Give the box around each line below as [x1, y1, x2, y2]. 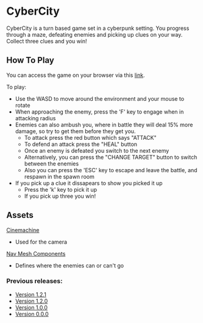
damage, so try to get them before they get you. [15, 127, 136, 135]
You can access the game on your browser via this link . [6, 71, 145, 79]
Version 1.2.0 [15, 297, 48, 305]
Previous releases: [6, 277, 63, 285]
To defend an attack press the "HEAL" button [24, 140, 138, 148]
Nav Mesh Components [6, 250, 66, 257]
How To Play [6, 55, 55, 65]
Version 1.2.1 [15, 291, 47, 298]
